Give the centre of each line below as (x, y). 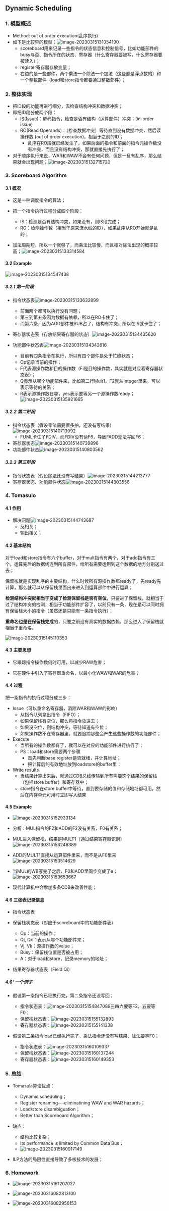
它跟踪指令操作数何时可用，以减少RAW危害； (59, 662)
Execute (21, 739)
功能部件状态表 (28, 345)
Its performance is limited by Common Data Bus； (72, 1143)
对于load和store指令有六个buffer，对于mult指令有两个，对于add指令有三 (80, 558)
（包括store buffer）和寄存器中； (54, 782)
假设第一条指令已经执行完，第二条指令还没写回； (63, 996)
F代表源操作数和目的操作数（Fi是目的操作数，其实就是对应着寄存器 (89, 369)
